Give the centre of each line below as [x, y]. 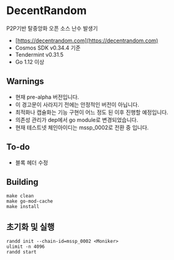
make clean [20, 196]
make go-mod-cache [30, 201]
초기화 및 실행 [31, 227]
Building [22, 182]
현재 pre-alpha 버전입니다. [47, 97]
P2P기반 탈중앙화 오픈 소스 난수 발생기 [52, 28]
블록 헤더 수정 [31, 162]
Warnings [25, 81]
